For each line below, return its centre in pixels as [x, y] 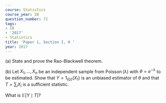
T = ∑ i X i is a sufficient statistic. [37, 85]
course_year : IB [22, 14]
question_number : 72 [27, 19]
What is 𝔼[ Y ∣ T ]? [23, 95]
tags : [11, 24]
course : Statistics [25, 10]
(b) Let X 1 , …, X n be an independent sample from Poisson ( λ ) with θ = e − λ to [83, 72]
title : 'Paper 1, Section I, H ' [40, 42]
